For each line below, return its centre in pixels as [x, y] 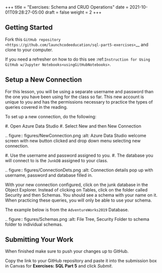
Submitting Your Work [39, 240]
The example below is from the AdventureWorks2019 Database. [67, 210]
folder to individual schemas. [34, 224]
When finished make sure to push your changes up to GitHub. [67, 252]
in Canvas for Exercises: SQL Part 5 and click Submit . [59, 266]
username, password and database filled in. [49, 175]
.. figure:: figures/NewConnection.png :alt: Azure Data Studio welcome [76, 135]
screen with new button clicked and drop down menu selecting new [73, 141]
